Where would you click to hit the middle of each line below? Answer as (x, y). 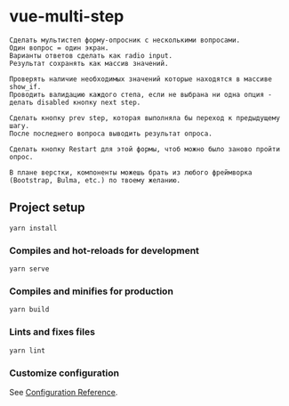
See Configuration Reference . (64, 392)
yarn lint (28, 350)
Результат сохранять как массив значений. (89, 63)
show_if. (25, 86)
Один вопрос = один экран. (59, 48)
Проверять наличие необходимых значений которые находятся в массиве (141, 79)
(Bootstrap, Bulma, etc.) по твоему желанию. (95, 180)
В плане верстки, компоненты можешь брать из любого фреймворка (131, 172)
